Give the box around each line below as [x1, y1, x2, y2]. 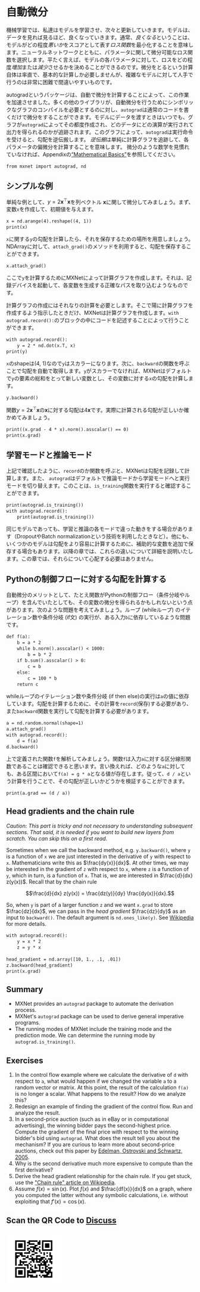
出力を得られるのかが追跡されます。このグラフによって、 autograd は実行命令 [6, 128, 193, 135]
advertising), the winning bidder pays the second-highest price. [14, 1122, 171, 1129]
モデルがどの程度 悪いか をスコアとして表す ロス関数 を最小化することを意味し [6, 41, 194, 48]
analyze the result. [14, 1110, 61, 1117]
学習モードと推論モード [6, 450, 92, 460]
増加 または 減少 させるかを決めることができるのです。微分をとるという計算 [11, 63, 193, 70]
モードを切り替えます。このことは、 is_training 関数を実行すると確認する [6, 482, 186, 489]
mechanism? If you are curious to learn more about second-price [14, 1141, 175, 1148]
